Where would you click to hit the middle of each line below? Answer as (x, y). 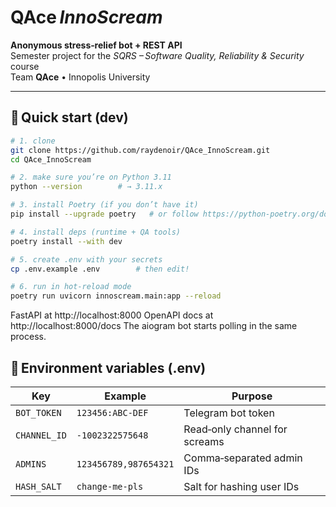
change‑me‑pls (110, 486)
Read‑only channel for (235, 429)
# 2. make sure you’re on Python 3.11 (91, 177)
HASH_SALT (38, 486)
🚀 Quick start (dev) (69, 117)
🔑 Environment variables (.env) (108, 367)
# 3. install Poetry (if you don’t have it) (104, 205)
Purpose (252, 396)
